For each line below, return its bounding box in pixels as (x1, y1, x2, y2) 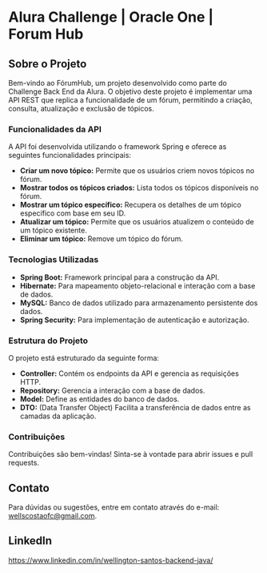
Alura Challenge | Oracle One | (8, 8, 214, 26)
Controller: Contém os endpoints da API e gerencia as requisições (19, 369, 240, 378)
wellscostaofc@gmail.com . (8, 511, 98, 520)
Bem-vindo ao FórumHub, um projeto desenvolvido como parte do (8, 79, 228, 87)
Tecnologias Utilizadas (8, 254, 99, 265)
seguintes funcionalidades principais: (8, 151, 132, 160)
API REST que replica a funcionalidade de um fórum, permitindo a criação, (8, 95, 253, 104)
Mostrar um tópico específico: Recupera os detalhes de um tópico (19, 200, 241, 210)
